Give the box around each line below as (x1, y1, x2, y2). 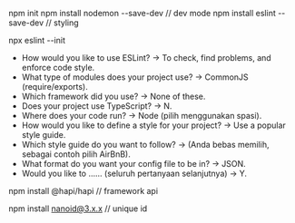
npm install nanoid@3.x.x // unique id (8, 203, 148, 214)
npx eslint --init (8, 35, 65, 45)
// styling (45, 17, 79, 28)
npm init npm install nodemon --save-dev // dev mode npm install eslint (8, 8, 276, 18)
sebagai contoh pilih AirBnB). (21, 149, 131, 160)
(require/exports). (21, 82, 88, 92)
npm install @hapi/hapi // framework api (8, 186, 159, 196)
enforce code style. (21, 63, 95, 73)
